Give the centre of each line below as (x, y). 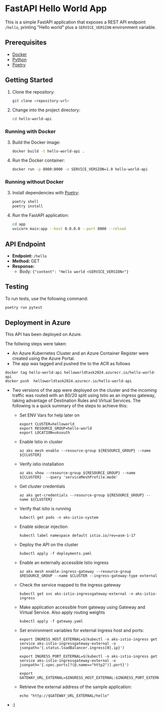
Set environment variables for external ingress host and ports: (82, 630)
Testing (17, 287)
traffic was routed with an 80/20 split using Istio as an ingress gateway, (84, 396)
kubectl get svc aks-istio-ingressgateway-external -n (76, 594)
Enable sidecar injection (43, 527)
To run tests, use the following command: (47, 298)
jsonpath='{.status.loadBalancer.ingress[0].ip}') (72, 648)
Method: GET (26, 261)
